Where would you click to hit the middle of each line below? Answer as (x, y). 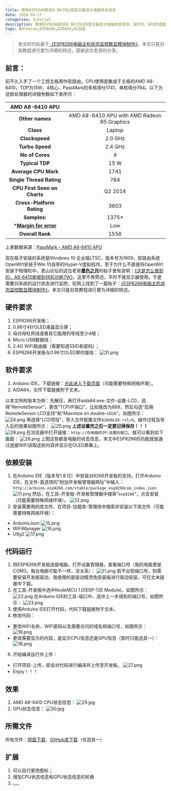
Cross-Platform (35, 203)
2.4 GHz (115, 147)
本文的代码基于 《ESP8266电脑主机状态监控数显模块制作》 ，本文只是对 (91, 44)
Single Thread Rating (35, 180)
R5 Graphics (115, 122)
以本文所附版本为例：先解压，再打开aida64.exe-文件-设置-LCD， (73, 400)
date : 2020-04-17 (24, 15)
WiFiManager (27, 529)
